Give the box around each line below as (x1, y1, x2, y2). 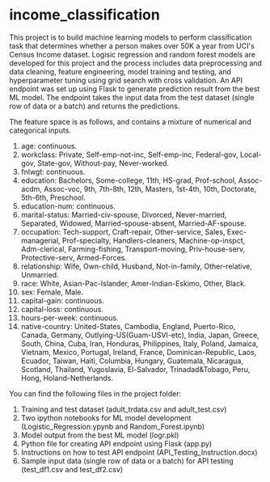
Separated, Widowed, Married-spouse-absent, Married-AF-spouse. (20, 218, 247, 228)
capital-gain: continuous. (20, 295, 104, 305)
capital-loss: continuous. (20, 304, 103, 314)
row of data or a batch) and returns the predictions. (9, 101, 180, 111)
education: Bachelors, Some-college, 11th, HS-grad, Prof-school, (20, 175, 237, 185)
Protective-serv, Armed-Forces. (20, 252, 128, 262)
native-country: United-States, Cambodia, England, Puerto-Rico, (20, 321, 236, 331)
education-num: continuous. (20, 201, 116, 211)
